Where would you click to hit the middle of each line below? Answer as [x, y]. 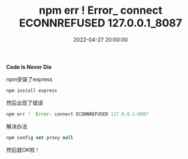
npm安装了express [29, 79]
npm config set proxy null [40, 137]
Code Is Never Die [29, 67]
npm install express [32, 90]
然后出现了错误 [25, 103]
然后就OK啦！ [23, 149]
